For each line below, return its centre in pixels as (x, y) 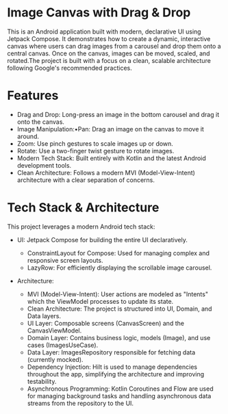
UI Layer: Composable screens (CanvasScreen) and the (106, 323)
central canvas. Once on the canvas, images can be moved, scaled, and (109, 53)
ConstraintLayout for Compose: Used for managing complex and (118, 253)
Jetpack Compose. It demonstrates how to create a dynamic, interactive (109, 38)
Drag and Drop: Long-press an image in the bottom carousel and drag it (118, 114)
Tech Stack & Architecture (83, 208)
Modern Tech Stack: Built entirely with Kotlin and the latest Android (112, 158)
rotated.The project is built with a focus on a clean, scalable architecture (109, 60)
